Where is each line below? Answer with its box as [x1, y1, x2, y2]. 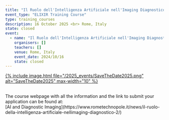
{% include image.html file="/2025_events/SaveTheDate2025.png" [5, 73, 144, 79]
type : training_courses [5, 17, 55, 22]
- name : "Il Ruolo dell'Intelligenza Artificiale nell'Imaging [10, 36, 145, 41]
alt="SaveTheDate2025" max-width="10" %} [5, 78, 98, 84]
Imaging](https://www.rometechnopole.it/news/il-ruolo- [44, 104, 160, 110]
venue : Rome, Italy [14, 49, 55, 54]
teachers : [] [14, 45, 42, 50]
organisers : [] [14, 40, 46, 45]
